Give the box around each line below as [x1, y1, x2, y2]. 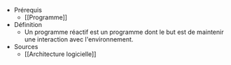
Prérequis [13, 6, 42, 14]
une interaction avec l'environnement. [24, 35, 134, 44]
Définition [13, 21, 42, 28]
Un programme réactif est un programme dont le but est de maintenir [24, 28, 224, 36]
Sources [13, 43, 38, 50]
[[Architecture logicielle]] [24, 50, 97, 58]
